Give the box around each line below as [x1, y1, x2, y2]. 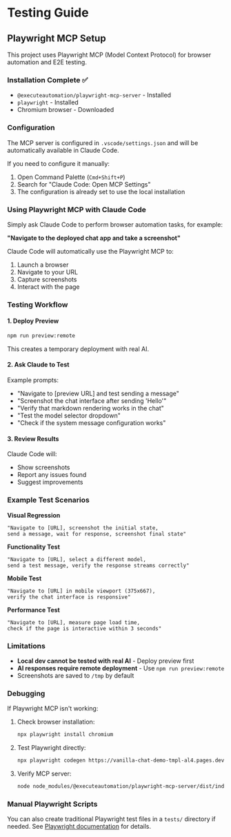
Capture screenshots [17, 275, 77, 283]
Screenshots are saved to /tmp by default [17, 671, 134, 679]
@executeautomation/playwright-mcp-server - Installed [17, 91, 171, 100]
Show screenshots [17, 463, 70, 471]
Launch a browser [17, 261, 69, 269]
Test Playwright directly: [17, 744, 86, 752]
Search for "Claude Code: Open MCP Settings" [17, 180, 151, 188]
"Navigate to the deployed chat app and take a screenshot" [7, 234, 181, 242]
